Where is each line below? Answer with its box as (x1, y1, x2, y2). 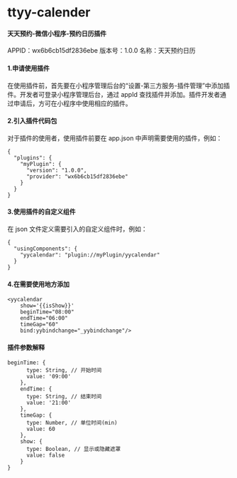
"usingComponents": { (13, 245, 78, 252)
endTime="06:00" (20, 315, 69, 322)
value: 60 (26, 425, 55, 433)
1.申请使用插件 (7, 63, 50, 72)
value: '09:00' (26, 373, 72, 380)
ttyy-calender (7, 4, 91, 21)
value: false (26, 452, 65, 459)
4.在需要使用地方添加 (7, 279, 70, 289)
